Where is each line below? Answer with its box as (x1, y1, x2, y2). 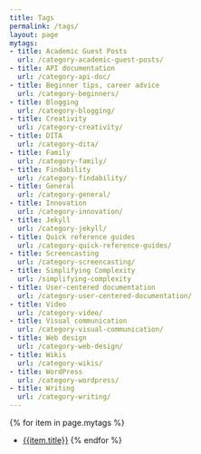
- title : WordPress (9, 367, 83, 376)
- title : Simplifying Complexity (9, 266, 136, 275)
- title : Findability (9, 165, 91, 174)
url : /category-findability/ (17, 173, 128, 182)
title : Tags (9, 13, 54, 23)
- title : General (9, 182, 75, 191)
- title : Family (9, 148, 71, 157)
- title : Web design (9, 333, 88, 343)
